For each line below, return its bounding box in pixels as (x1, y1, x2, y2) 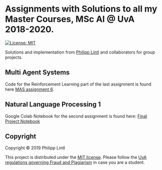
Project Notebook (5, 118, 40, 124)
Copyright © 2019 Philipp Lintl (5, 145, 65, 151)
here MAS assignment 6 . (5, 86, 54, 92)
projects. (5, 54, 23, 60)
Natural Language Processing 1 (5, 100, 101, 109)
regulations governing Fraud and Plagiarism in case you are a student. (5, 159, 145, 165)
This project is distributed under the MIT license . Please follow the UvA (5, 155, 147, 160)
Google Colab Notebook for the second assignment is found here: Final (5, 113, 147, 119)
